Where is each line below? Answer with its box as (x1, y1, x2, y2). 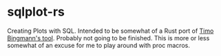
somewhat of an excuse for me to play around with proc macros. (7, 41, 191, 49)
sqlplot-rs (7, 4, 65, 20)
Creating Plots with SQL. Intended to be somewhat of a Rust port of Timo (7, 27, 214, 35)
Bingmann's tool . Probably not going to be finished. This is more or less (7, 33, 210, 42)
